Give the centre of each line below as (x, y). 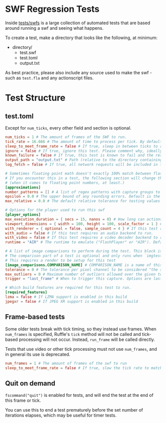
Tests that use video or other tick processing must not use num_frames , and (81, 349)
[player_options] (23, 215)
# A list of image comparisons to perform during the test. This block (80, 251)
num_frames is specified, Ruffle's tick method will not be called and (73, 334)
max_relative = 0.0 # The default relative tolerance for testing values (83, 201)
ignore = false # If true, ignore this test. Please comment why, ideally (84, 151)
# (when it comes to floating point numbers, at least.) (65, 183)
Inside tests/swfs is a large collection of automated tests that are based (78, 23)
